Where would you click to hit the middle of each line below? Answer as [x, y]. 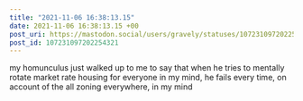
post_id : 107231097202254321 [64, 42]
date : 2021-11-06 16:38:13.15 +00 [74, 26]
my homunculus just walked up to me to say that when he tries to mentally [147, 68]
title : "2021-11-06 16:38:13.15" [72, 17]
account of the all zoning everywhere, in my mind [101, 87]
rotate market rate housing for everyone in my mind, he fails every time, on [148, 78]
